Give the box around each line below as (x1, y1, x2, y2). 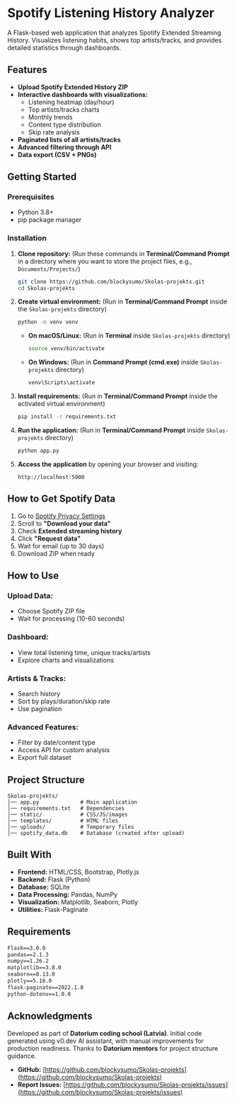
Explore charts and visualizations (17, 656, 115, 664)
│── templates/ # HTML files (7, 817, 119, 825)
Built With (7, 849, 52, 861)
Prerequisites (7, 192, 54, 202)
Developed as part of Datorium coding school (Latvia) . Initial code (7, 1029, 202, 1037)
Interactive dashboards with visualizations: (17, 90, 149, 98)
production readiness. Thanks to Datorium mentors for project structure (7, 1044, 219, 1052)
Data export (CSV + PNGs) (17, 150, 97, 158)
